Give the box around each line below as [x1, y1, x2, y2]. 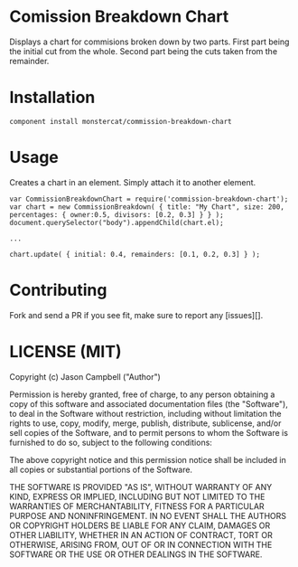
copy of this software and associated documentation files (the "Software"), [9, 398, 289, 409]
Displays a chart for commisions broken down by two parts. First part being [9, 36, 290, 47]
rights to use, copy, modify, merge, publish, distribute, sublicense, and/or [9, 418, 282, 429]
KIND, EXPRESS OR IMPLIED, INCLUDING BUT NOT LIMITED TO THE [9, 491, 265, 502]
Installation [9, 88, 96, 108]
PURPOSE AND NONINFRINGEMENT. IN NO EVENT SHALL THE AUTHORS [9, 510, 287, 521]
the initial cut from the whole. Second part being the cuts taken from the [9, 45, 278, 56]
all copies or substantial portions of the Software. [9, 464, 192, 475]
